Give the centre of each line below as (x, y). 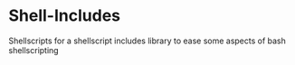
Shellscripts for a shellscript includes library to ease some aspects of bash (147, 41)
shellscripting (34, 50)
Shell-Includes (65, 16)
